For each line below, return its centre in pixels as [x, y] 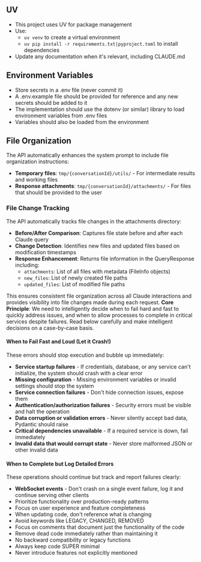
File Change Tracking [38, 208]
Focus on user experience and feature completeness [80, 508]
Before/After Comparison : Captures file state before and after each [99, 233]
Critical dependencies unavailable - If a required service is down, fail [101, 431]
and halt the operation [42, 411]
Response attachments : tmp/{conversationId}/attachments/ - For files [103, 186]
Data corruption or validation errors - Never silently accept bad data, [101, 417]
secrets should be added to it [51, 102]
